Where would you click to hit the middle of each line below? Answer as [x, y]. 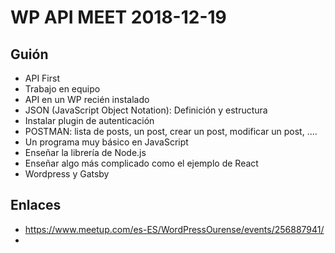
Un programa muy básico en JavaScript [106, 142]
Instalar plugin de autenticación [89, 120]
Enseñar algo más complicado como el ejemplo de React [141, 163]
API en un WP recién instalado [87, 99]
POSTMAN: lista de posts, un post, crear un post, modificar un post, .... [171, 131]
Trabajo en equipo [62, 89]
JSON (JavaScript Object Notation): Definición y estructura [146, 110]
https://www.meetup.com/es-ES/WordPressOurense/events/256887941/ [174, 229]
